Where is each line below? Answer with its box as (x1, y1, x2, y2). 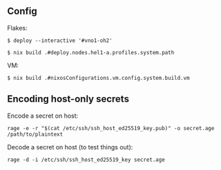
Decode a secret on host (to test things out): (7, 142, 133, 151)
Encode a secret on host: (7, 111, 79, 120)
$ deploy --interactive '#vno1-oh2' (7, 37, 113, 44)
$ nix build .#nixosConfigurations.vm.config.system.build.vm (7, 74, 190, 81)
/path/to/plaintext (7, 131, 64, 138)
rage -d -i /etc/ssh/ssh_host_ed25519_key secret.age (7, 156, 166, 163)
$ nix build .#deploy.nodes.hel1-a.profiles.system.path (7, 49, 175, 56)
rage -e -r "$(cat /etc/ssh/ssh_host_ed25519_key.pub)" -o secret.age (7, 125, 215, 131)
